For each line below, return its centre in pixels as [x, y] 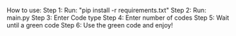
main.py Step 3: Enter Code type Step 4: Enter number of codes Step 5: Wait [118, 18]
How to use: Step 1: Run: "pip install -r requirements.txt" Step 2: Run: [106, 10]
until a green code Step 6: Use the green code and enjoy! [90, 25]
